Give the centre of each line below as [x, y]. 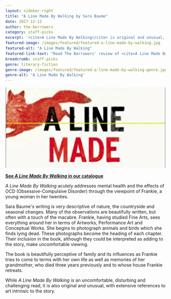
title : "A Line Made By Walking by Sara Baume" [57, 16]
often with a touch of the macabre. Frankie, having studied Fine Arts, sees [83, 217]
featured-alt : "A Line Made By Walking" [49, 48]
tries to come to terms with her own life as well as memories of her [75, 259]
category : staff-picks [29, 32]
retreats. [14, 270]
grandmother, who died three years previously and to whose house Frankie [84, 265]
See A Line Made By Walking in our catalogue [54, 176]
